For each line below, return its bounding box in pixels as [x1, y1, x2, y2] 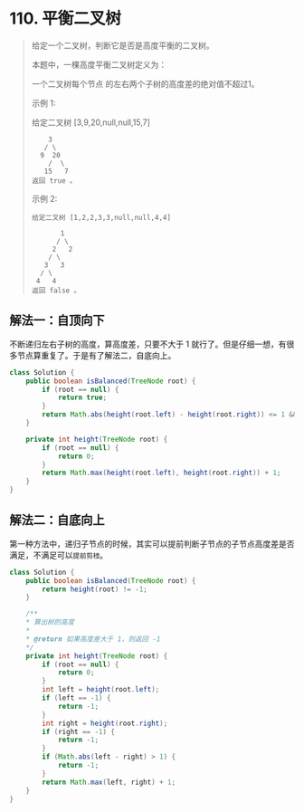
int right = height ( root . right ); [42, 719, 168, 728]
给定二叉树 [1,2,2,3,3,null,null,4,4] [31, 213, 172, 222]
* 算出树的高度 [25, 617, 75, 627]
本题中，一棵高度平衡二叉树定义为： [31, 59, 167, 70]
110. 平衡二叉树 [9, 8, 122, 29]
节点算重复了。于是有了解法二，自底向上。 [16, 349, 176, 360]
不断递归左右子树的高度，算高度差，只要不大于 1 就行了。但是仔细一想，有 [9, 339, 287, 349]
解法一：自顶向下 [9, 313, 105, 329]
